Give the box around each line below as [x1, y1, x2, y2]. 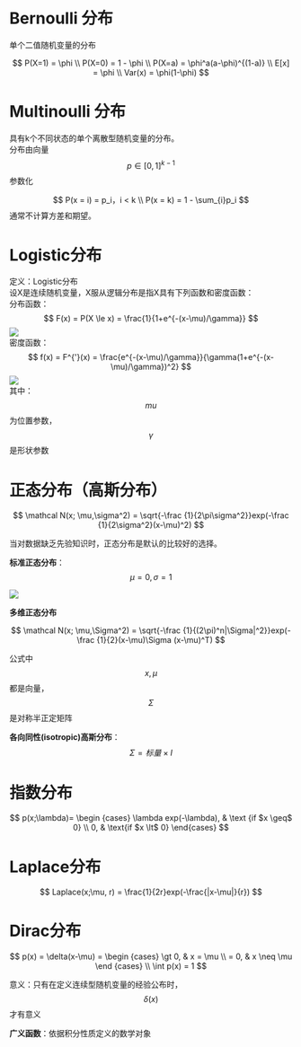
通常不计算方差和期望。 [9, 210, 96, 221]
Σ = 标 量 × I [128, 747, 173, 759]
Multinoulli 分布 [9, 101, 126, 122]
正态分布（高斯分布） [9, 480, 168, 500]
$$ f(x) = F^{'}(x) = [27, 352, 99, 363]
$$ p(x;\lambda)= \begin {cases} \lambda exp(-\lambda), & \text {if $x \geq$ [9, 813, 293, 823]
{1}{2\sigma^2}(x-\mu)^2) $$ [97, 520, 205, 531]
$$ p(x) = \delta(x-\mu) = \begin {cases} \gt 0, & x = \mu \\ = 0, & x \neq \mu [9, 951, 293, 962]
